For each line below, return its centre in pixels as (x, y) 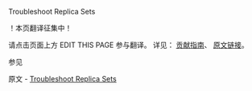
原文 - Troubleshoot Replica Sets (62, 79)
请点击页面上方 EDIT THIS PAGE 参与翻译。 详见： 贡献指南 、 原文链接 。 (129, 45)
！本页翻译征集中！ (40, 28)
